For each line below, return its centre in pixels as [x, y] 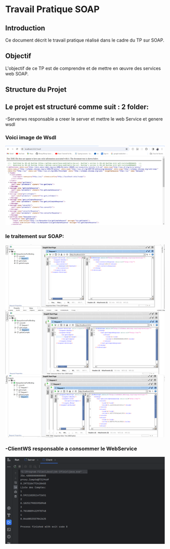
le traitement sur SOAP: [35, 236]
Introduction [25, 28]
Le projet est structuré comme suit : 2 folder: [77, 107]
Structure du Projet [36, 90]
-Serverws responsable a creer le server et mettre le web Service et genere [84, 119]
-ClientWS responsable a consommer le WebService [71, 448]
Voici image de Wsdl [31, 137]
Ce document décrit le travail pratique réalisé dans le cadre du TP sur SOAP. [85, 40]
